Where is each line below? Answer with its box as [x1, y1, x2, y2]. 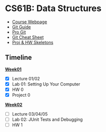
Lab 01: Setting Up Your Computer [12, 81, 80, 87]
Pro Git [12, 29, 26, 35]
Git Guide [12, 24, 31, 29]
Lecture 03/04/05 [12, 111, 48, 117]
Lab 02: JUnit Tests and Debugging [12, 117, 83, 122]
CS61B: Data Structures [5, 3, 102, 14]
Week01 [5, 66, 22, 72]
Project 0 [12, 92, 30, 98]
